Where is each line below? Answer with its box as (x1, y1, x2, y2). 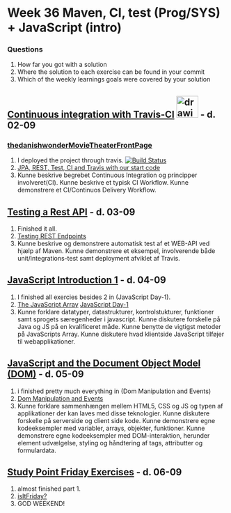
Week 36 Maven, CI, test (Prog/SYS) (7, 5, 221, 21)
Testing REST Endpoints (17, 231, 87, 240)
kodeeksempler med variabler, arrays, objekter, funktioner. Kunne (17, 424, 205, 432)
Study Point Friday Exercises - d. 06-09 (7, 466, 182, 478)
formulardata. (17, 446, 57, 454)
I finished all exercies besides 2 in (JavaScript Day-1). (17, 293, 171, 301)
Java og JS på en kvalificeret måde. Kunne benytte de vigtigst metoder (17, 322, 221, 330)
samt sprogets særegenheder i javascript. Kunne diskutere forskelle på (17, 315, 221, 323)
